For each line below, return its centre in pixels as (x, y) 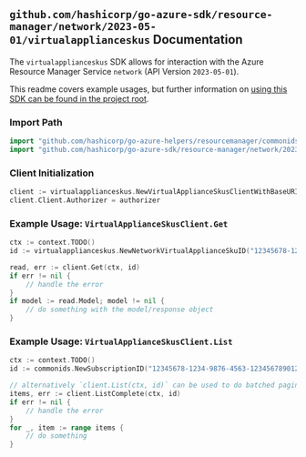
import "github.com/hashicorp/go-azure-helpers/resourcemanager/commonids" (156, 141)
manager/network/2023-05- (83, 27)
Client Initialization (52, 173)
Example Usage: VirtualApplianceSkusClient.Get (119, 223)
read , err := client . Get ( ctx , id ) (75, 267)
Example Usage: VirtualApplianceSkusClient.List (121, 341)
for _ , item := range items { (67, 428)
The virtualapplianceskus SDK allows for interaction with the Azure (137, 61)
